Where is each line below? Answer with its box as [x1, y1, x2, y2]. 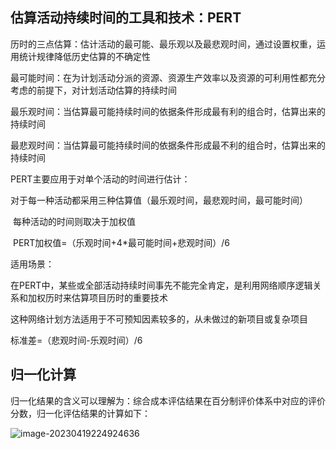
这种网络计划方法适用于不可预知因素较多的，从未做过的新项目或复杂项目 [10, 313, 308, 325]
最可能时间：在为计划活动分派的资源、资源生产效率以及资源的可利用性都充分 [10, 71, 326, 83]
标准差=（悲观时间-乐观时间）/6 [10, 334, 143, 346]
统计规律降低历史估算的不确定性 [18, 50, 151, 62]
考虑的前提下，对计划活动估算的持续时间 [10, 84, 177, 96]
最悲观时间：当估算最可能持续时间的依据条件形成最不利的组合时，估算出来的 [10, 139, 326, 151]
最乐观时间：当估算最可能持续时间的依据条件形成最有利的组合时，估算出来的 [10, 105, 326, 117]
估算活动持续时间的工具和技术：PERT [10, 9, 242, 27]
